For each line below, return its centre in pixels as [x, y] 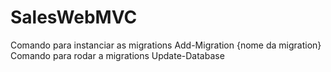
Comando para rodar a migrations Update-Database [117, 55]
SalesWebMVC [74, 17]
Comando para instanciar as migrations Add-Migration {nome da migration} [166, 45]
